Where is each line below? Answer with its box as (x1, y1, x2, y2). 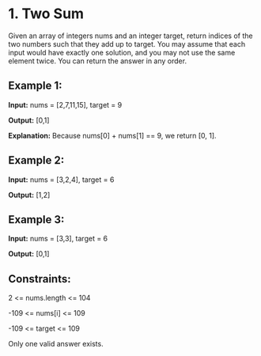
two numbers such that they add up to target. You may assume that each (8, 39, 246, 48)
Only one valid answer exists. (8, 339, 104, 349)
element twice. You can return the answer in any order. (8, 56, 187, 66)
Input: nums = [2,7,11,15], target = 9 (8, 100, 123, 109)
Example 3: (8, 213, 65, 226)
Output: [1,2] (8, 190, 51, 199)
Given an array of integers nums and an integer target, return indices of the (8, 31, 253, 40)
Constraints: (8, 272, 71, 286)
